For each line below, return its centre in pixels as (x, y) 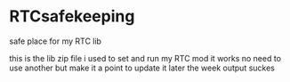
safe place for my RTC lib (56, 41)
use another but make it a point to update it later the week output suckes (142, 68)
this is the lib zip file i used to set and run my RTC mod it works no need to (145, 58)
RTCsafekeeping (72, 16)
